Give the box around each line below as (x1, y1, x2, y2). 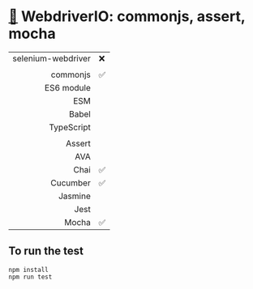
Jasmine (58, 190, 91, 202)
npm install (8, 266, 49, 274)
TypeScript (49, 121, 91, 133)
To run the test (8, 244, 84, 258)
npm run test (8, 273, 53, 281)
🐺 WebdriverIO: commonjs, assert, (8, 7, 246, 26)
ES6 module (44, 82, 91, 93)
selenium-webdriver (12, 53, 91, 64)
